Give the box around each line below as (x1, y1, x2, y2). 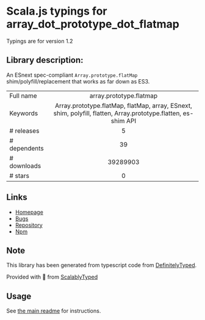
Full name (9, 91, 38, 100)
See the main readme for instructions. (6, 307, 101, 315)
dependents (9, 144, 44, 152)
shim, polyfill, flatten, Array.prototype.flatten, (53, 108, 182, 117)
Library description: (6, 55, 84, 65)
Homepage (15, 208, 44, 216)
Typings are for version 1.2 (6, 37, 73, 44)
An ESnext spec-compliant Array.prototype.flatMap (6, 71, 138, 79)
